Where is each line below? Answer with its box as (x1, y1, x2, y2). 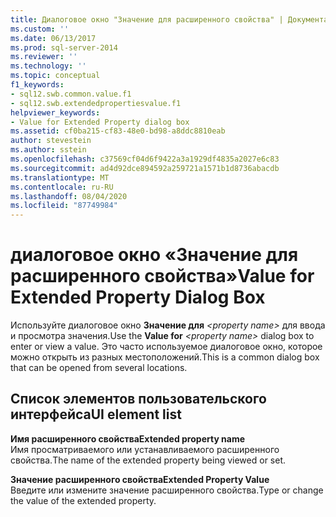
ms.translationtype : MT (10, 172, 110, 183)
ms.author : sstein (10, 145, 87, 155)
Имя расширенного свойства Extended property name (10, 432, 246, 445)
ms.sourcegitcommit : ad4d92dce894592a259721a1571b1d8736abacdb (10, 163, 280, 173)
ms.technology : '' (10, 61, 87, 71)
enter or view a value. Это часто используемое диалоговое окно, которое (10, 341, 323, 353)
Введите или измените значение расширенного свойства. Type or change (10, 484, 324, 496)
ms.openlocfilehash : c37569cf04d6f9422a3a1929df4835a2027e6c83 (10, 154, 280, 164)
